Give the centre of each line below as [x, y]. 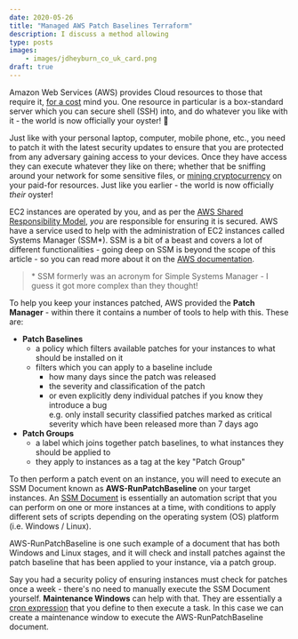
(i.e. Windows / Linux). [50, 526]
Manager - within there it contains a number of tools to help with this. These [149, 312]
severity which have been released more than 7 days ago [153, 424]
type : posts [31, 42]
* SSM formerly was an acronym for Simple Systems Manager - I [149, 276]
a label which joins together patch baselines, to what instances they [160, 443]
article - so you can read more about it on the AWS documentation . [132, 259]
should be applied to [73, 452]
